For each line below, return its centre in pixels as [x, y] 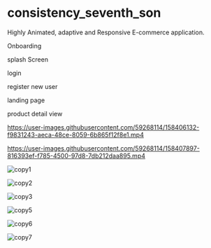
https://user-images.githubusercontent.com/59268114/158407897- [104, 148]
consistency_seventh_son [84, 13]
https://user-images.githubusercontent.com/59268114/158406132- [103, 127]
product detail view [35, 113]
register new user [32, 86]
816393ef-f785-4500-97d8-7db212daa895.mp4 [76, 156]
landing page [26, 100]
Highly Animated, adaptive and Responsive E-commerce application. [106, 32]
